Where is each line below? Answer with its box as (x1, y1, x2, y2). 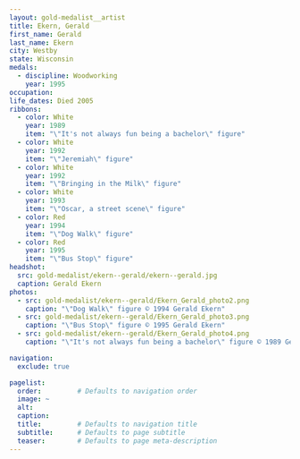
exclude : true (17, 361, 70, 371)
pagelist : (9, 378, 46, 387)
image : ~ (17, 395, 50, 404)
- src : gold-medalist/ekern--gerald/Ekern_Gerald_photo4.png (17, 329, 250, 338)
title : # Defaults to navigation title (17, 420, 198, 429)
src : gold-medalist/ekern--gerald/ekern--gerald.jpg (17, 271, 218, 280)
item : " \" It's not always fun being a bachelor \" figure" (25, 130, 246, 139)
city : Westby (9, 47, 58, 55)
